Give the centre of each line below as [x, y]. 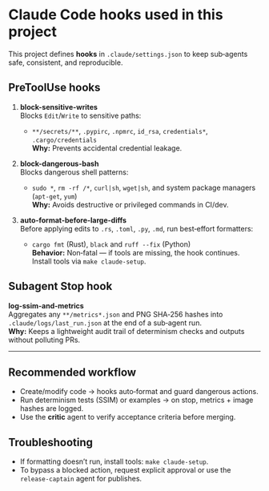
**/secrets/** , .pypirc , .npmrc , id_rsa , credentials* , [120, 131]
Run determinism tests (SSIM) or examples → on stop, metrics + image [137, 400]
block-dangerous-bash [59, 163]
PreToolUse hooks [54, 88]
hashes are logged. [52, 408]
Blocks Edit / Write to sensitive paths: [80, 115]
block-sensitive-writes [59, 107]
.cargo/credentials [64, 140]
